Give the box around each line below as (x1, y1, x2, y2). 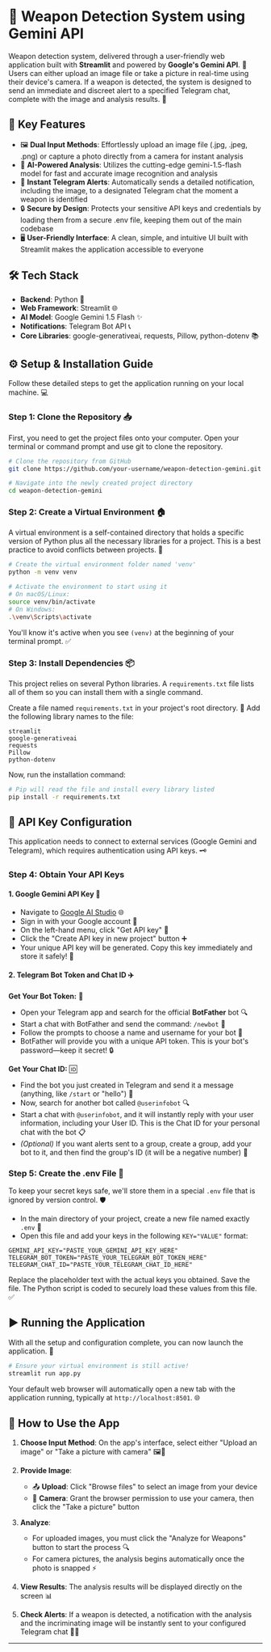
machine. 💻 (8, 388, 48, 397)
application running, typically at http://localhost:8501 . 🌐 (8, 1392, 200, 1402)
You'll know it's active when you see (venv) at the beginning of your (8, 627, 235, 638)
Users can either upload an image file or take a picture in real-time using (8, 68, 249, 78)
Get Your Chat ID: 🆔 (8, 1064, 78, 1074)
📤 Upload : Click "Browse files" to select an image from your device (31, 1482, 258, 1492)
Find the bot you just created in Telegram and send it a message (19, 1080, 234, 1090)
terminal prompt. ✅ (8, 636, 72, 646)
